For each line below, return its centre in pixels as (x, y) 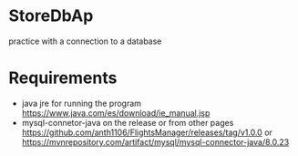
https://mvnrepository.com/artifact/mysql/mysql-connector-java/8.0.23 (155, 141)
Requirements (63, 78)
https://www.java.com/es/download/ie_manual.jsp (116, 113)
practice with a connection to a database (85, 41)
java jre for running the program (82, 103)
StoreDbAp (51, 16)
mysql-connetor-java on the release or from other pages (128, 122)
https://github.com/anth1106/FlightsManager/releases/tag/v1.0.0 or (147, 132)
